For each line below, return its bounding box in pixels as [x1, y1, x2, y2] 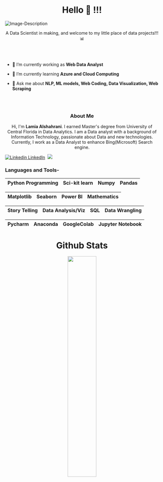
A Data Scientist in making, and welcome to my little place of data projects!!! [5, 30, 159, 36]
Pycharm [7, 220, 29, 227]
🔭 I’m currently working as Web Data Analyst [12, 61, 103, 67]
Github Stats [56, 240, 108, 251]
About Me [70, 112, 94, 119]
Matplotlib [7, 193, 32, 200]
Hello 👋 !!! [62, 4, 102, 16]
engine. [74, 144, 90, 151]
